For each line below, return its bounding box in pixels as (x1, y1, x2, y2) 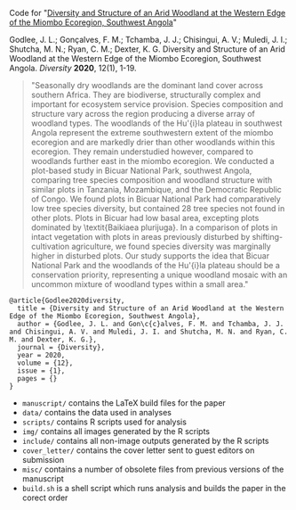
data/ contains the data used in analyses (21, 407, 172, 417)
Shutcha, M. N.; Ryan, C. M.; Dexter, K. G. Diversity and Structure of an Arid (9, 44, 286, 54)
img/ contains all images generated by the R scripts (21, 426, 211, 436)
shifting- (252, 232, 283, 242)
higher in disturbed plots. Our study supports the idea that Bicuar (30, 251, 269, 261)
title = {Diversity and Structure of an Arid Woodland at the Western (17, 304, 284, 313)
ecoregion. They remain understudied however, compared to (30, 146, 253, 157)
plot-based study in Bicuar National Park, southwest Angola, (30, 165, 252, 176)
